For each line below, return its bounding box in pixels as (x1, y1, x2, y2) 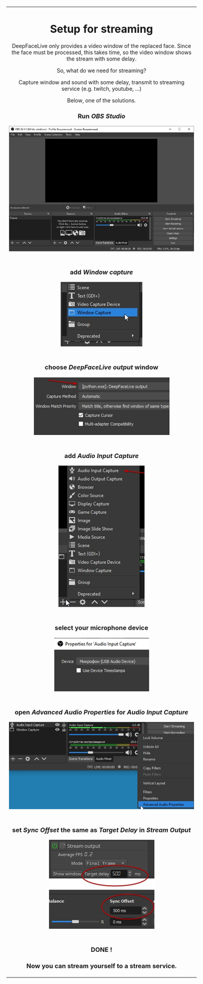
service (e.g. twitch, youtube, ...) (61, 85, 142, 92)
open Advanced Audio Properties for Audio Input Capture (14, 708, 188, 716)
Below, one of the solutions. (67, 96, 136, 104)
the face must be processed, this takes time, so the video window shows (11, 48, 192, 56)
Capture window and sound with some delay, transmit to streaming (18, 78, 185, 85)
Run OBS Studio (77, 111, 126, 120)
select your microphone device (54, 623, 149, 632)
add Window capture (69, 268, 134, 276)
